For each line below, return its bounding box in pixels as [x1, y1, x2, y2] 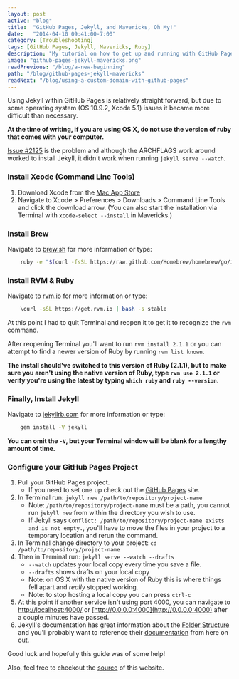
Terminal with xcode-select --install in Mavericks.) [17, 211, 173, 219]
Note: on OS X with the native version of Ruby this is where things [28, 575, 222, 584]
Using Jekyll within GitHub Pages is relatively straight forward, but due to [7, 96, 222, 105]
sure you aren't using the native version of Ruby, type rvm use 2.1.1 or [7, 368, 220, 378]
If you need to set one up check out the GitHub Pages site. [28, 486, 201, 494]
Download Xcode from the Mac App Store [17, 188, 141, 197]
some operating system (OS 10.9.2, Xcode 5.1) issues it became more [7, 104, 210, 113]
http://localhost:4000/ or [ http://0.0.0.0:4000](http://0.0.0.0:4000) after [17, 606, 228, 614]
